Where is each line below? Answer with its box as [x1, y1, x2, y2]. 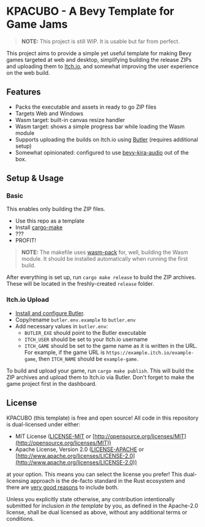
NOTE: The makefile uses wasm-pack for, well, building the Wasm [21, 248, 188, 256]
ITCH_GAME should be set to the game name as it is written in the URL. [24, 342, 198, 349]
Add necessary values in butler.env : [15, 322, 108, 329]
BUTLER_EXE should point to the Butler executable [24, 329, 147, 336]
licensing [6, 477, 29, 484]
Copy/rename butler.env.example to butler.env [15, 316, 136, 323]
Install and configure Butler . [15, 309, 85, 317]
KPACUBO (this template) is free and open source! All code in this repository [6, 414, 199, 421]
